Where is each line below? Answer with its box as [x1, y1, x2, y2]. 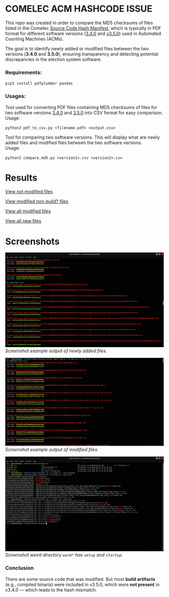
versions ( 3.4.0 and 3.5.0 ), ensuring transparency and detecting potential [5, 51, 158, 57]
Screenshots [5, 236, 60, 247]
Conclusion [5, 565, 34, 572]
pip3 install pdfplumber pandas [5, 81, 73, 86]
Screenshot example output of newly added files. [5, 348, 107, 354]
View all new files [5, 218, 42, 224]
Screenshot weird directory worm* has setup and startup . [5, 552, 123, 558]
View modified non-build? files [5, 198, 69, 204]
